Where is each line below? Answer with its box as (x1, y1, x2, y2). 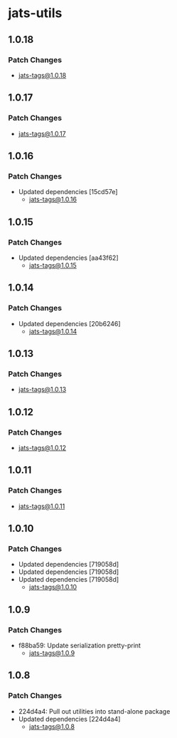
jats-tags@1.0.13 (18, 385, 67, 394)
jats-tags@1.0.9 (28, 649, 75, 657)
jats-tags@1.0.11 (18, 502, 65, 510)
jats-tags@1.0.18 (18, 71, 67, 79)
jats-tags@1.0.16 (28, 195, 77, 204)
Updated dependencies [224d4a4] (18, 714, 121, 723)
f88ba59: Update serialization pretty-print (18, 641, 141, 650)
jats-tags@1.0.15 (28, 261, 77, 269)
